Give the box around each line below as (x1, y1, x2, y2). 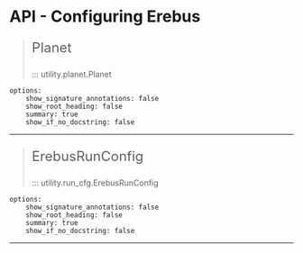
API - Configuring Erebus (9, 6, 201, 27)
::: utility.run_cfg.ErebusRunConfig (31, 177, 160, 188)
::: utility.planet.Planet (31, 69, 113, 80)
